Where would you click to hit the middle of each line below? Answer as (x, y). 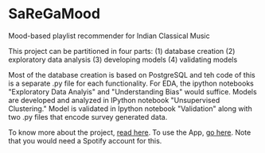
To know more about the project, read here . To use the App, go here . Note (130, 132)
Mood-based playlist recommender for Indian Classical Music (109, 36)
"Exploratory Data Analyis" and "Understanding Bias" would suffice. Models (132, 91)
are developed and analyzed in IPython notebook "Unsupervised (114, 100)
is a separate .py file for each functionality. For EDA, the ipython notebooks (131, 83)
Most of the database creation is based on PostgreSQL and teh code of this (132, 75)
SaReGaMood (55, 14)
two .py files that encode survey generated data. (88, 117)
